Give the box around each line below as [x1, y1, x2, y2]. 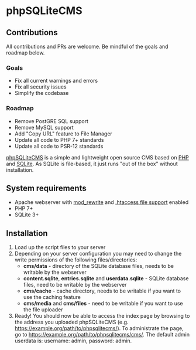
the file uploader [23, 306, 63, 313]
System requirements [6, 183, 87, 193]
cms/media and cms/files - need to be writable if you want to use [23, 300, 183, 307]
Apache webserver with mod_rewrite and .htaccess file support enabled [14, 199, 189, 206]
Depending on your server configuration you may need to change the [14, 250, 182, 257]
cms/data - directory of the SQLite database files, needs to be [23, 263, 174, 270]
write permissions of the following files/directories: [14, 256, 137, 263]
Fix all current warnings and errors [14, 77, 98, 84]
